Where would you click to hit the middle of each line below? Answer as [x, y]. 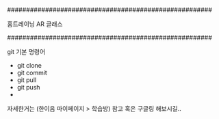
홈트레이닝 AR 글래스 [35, 24]
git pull [26, 80]
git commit [32, 72]
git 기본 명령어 [26, 52]
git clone [29, 65]
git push [28, 87]
